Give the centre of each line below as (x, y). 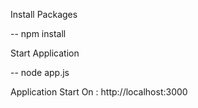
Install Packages (44, 14)
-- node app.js (40, 72)
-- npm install (38, 33)
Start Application (45, 53)
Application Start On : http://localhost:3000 (99, 92)
